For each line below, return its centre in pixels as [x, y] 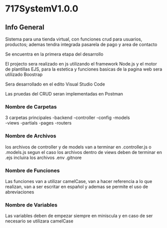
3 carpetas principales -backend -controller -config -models [67, 117]
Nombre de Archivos [31, 136]
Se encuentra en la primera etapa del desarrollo [54, 54]
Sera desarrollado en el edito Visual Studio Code [55, 84]
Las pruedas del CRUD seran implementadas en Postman [64, 94]
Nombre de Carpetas [31, 106]
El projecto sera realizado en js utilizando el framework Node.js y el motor [81, 64]
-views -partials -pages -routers [38, 123]
